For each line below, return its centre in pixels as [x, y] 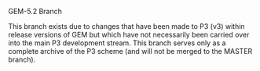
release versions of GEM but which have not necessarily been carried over [129, 35]
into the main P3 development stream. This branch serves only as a [117, 43]
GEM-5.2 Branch [35, 11]
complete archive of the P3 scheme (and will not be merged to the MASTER [130, 51]
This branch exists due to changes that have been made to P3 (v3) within [126, 26]
